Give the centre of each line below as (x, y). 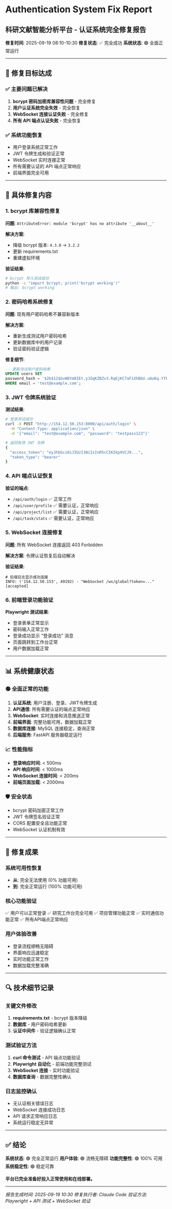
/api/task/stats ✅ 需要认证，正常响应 (53, 518)
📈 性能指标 (19, 749)
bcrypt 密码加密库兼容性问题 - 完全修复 (54, 101)
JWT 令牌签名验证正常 (36, 817)
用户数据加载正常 (31, 649)
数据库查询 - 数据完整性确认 (42, 1076)
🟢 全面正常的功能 (27, 689)
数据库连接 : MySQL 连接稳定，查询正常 (54, 728)
